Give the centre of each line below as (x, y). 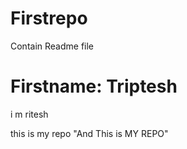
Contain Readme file (52, 46)
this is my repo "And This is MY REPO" (89, 133)
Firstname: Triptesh (94, 86)
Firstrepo (49, 18)
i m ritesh (29, 114)
